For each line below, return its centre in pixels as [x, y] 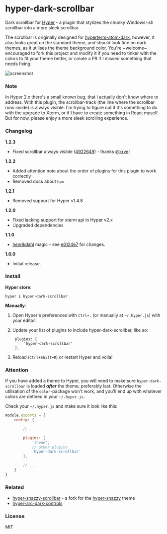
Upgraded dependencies [38, 225]
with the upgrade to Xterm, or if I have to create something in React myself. [82, 113]
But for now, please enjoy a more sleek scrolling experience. [67, 118]
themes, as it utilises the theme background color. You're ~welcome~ [76, 48]
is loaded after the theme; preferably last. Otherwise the [84, 386]
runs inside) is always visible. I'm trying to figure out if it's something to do [81, 108]
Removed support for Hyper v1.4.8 [47, 200]
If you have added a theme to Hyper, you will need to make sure [70, 381]
